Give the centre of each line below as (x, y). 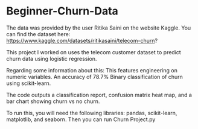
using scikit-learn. (29, 83)
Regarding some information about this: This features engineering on (92, 70)
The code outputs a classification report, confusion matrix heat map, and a (99, 95)
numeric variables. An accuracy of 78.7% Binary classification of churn (94, 77)
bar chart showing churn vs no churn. (53, 101)
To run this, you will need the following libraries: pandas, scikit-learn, (92, 113)
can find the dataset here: (38, 34)
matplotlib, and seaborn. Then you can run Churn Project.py (81, 119)
